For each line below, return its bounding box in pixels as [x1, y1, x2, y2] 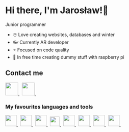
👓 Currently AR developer [12, 39, 69, 45]
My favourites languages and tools [5, 103, 93, 110]
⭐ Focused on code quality [12, 47, 69, 53]
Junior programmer [5, 21, 46, 27]
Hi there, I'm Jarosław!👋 [5, 5, 109, 16]
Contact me [5, 69, 43, 78]
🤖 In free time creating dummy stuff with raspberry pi [12, 54, 124, 60]
